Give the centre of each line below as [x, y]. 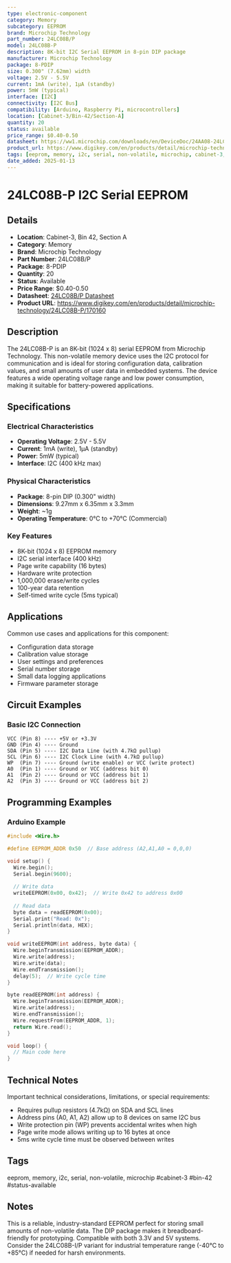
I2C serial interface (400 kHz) [59, 558]
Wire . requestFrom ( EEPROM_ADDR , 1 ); [64, 1020]
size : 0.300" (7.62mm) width [49, 71]
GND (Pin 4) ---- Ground [43, 745]
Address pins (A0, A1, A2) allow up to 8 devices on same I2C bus [109, 1117]
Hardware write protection [54, 573]
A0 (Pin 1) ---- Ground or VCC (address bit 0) [78, 769]
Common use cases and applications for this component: [88, 633]
